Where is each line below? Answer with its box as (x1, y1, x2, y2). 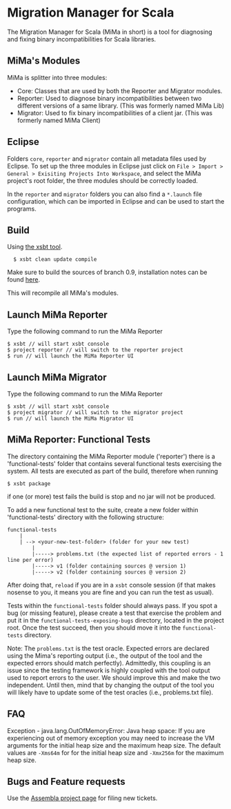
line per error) (7, 556, 54, 563)
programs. (7, 204, 37, 213)
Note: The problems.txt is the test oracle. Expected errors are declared (7, 644, 210, 652)
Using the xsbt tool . (7, 243, 63, 251)
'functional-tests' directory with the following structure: (7, 513, 164, 521)
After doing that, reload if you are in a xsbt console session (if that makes (7, 581, 216, 589)
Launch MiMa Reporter (7, 309, 108, 320)
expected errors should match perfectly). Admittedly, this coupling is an (7, 659, 211, 667)
